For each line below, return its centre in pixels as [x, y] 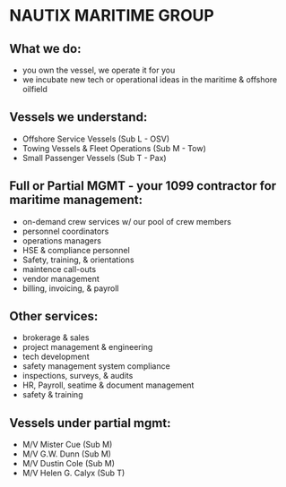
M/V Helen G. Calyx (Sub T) [74, 473]
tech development [56, 357]
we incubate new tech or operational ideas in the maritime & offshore [150, 80]
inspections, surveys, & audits [78, 376]
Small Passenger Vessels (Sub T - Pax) [95, 158]
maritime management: [76, 200]
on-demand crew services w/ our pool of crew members [126, 221]
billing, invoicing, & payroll [70, 288]
